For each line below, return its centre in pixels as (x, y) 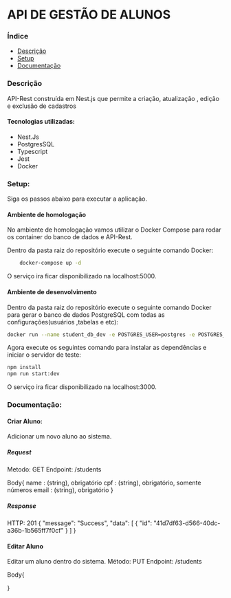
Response (22, 506)
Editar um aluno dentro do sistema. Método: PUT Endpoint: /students (104, 562)
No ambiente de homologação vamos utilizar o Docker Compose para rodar (114, 230)
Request (20, 452)
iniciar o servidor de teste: (44, 355)
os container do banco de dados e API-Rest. (70, 237)
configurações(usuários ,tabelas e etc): (63, 322)
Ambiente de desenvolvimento (52, 291)
